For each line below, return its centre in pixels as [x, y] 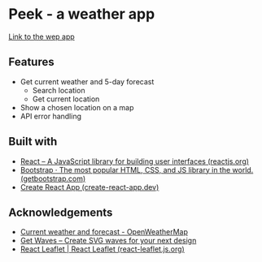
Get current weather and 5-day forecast [87, 81]
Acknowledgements [61, 212]
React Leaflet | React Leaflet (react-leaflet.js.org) [102, 249]
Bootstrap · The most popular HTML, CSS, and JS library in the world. [137, 170]
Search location [59, 90]
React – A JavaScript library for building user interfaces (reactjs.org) [135, 161]
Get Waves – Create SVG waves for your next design [108, 241]
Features [31, 62]
